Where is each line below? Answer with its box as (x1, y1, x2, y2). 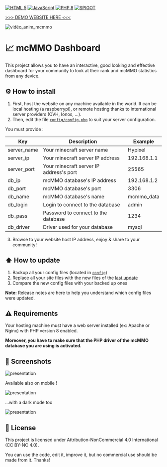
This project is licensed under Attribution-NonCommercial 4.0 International (5, 437, 158, 443)
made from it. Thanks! (5, 457, 51, 463)
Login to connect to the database (43, 201, 120, 208)
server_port (7, 165, 35, 172)
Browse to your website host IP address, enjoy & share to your (12, 236, 140, 242)
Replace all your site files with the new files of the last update (12, 275, 138, 281)
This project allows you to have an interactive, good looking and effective (5, 62, 155, 68)
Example (133, 138, 154, 145)
